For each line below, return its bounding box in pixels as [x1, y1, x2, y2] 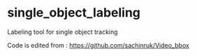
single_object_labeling [7, 5, 141, 21]
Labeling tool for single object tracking [7, 28, 118, 36]
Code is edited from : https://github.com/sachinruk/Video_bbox [7, 41, 190, 49]
